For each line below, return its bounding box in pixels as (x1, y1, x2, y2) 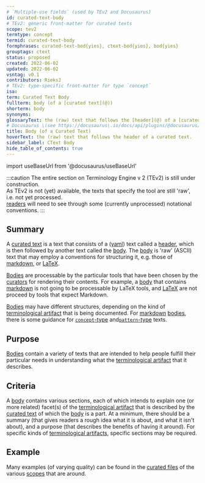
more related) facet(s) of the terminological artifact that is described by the (6, 404, 195, 411)
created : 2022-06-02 (6, 60, 59, 66)
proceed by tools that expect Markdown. (6, 291, 109, 298)
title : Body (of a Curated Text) (6, 128, 92, 135)
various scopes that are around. (6, 470, 87, 477)
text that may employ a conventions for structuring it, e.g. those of (6, 253, 173, 260)
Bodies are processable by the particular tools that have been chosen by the (6, 271, 198, 279)
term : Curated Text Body (6, 94, 70, 100)
